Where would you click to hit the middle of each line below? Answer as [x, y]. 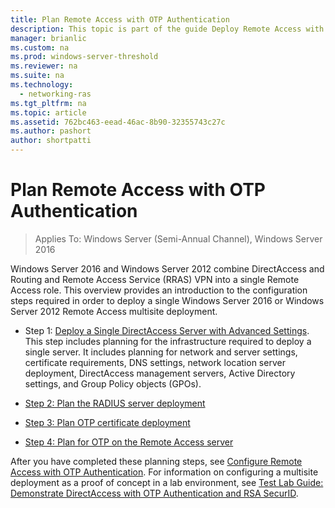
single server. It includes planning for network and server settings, [161, 352]
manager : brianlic [48, 38]
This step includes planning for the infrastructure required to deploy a [168, 341]
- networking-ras [55, 94]
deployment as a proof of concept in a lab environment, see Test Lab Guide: [167, 482]
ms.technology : [42, 85]
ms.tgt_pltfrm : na [48, 103]
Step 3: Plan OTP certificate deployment [107, 422]
